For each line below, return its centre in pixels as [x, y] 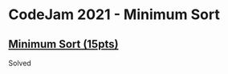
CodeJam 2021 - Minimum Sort [114, 15]
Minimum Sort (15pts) [63, 44]
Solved [20, 63]
